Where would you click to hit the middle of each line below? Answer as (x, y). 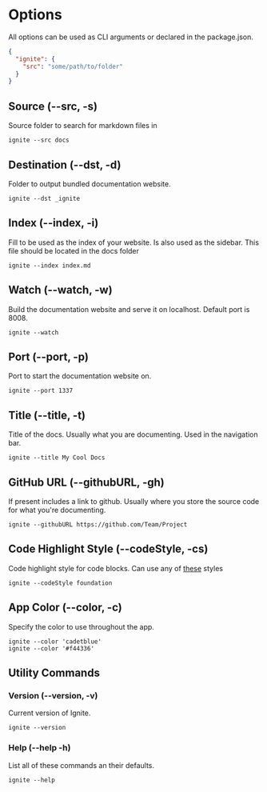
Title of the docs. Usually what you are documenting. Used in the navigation (133, 434)
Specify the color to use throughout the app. (81, 626)
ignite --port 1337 (41, 391)
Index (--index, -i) (54, 223)
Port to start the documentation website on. (80, 376)
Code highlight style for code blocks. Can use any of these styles (116, 568)
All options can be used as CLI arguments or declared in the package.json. (131, 37)
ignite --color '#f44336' (51, 648)
